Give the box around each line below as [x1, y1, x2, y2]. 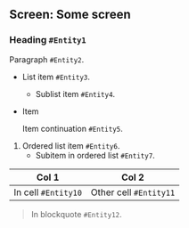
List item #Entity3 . [21, 71, 91, 82]
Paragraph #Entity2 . [9, 53, 85, 65]
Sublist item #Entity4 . [35, 88, 116, 99]
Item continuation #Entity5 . [21, 123, 123, 134]
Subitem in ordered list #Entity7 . [35, 150, 156, 160]
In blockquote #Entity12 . [30, 208, 122, 219]
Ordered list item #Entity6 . [21, 140, 120, 151]
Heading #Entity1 [9, 34, 86, 46]
